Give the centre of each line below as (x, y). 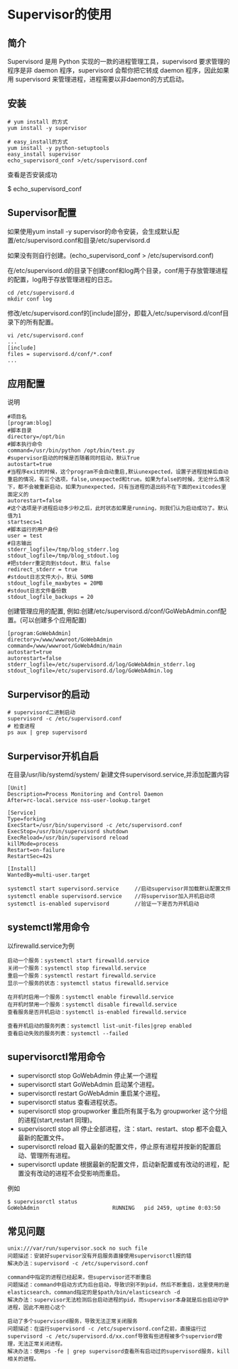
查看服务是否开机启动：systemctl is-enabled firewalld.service (97, 1012)
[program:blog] (30, 423)
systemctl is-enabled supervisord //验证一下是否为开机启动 (103, 904)
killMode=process (33, 844)
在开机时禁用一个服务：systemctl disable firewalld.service (92, 1005)
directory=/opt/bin (36, 437)
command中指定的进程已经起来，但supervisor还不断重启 (79, 1277)
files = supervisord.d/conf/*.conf (60, 354)
